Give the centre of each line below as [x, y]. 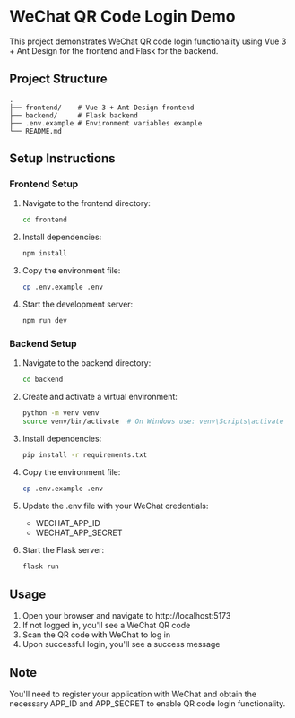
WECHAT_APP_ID [68, 523]
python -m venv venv [61, 413]
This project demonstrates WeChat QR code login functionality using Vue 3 [148, 41]
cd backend [43, 380]
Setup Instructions [62, 159]
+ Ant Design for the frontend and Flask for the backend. [114, 50]
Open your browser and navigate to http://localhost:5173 [126, 616]
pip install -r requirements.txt [85, 454]
